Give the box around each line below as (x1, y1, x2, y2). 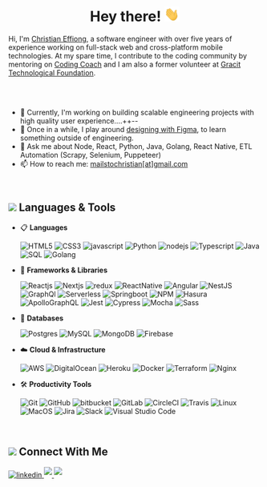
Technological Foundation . (8, 68, 96, 78)
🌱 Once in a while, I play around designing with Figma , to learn (19, 125, 227, 135)
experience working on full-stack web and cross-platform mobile (8, 42, 223, 52)
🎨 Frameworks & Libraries (19, 265, 108, 275)
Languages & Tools (18, 201, 116, 215)
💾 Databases (19, 313, 64, 323)
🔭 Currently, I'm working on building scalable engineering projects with (19, 107, 255, 118)
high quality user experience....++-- (19, 116, 139, 126)
